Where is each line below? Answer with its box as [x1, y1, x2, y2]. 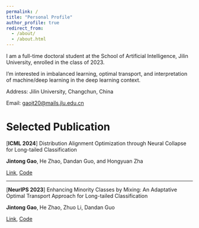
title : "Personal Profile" [6, 14, 73, 20]
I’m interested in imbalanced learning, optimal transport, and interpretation [6, 70, 188, 77]
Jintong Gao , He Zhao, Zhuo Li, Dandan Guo [6, 204, 115, 211]
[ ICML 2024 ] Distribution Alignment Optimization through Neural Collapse [6, 140, 187, 147]
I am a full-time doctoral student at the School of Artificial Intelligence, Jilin [6, 53, 188, 59]
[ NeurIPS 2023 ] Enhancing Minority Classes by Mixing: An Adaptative [6, 186, 178, 193]
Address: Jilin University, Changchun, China [6, 88, 114, 95]
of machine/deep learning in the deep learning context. [6, 76, 141, 84]
